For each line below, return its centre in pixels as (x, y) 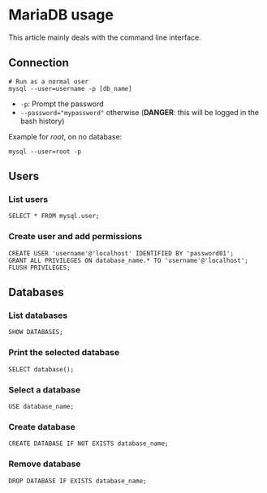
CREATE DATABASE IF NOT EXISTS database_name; (88, 444)
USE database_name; (41, 407)
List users (28, 199)
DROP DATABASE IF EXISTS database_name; (78, 481)
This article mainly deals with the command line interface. (105, 37)
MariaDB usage (61, 15)
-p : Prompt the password (62, 104)
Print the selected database (64, 353)
